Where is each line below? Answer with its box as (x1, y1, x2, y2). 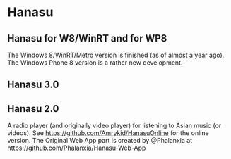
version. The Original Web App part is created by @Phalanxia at (7, 136, 193, 145)
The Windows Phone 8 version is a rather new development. (7, 58, 183, 67)
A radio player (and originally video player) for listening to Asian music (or (7, 121, 222, 130)
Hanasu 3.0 (7, 79, 59, 91)
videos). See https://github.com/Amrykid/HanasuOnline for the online (7, 129, 210, 137)
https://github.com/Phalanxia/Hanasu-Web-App (7, 144, 146, 152)
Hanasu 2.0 (7, 103, 59, 115)
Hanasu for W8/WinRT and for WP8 (7, 32, 167, 44)
